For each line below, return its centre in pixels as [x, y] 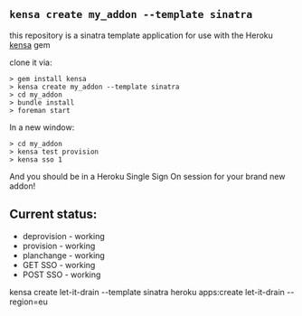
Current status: [53, 214]
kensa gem [30, 44]
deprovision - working [64, 236]
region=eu [28, 302]
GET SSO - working [59, 265]
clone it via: [31, 62]
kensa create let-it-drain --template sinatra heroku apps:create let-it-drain [147, 292]
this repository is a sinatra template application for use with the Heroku [142, 35]
